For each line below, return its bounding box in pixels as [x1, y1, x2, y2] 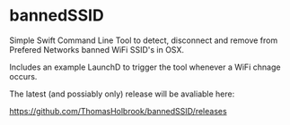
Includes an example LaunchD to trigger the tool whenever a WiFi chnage [9, 62, 281, 72]
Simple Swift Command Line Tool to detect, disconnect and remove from [9, 35, 278, 46]
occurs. [9, 71, 38, 81]
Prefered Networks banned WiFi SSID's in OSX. [9, 44, 185, 54]
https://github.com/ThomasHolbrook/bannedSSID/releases [9, 105, 227, 116]
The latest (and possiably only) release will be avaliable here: [9, 88, 235, 99]
